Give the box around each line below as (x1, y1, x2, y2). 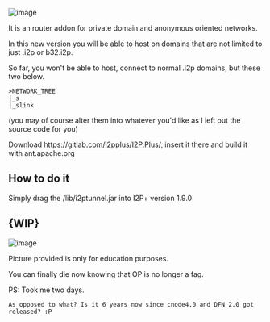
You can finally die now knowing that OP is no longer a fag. (8, 269, 204, 278)
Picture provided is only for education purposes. (8, 253, 169, 263)
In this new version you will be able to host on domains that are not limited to (8, 39, 263, 48)
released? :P (8, 307, 52, 316)
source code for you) (8, 124, 79, 133)
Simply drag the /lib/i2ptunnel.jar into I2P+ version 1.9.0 (8, 193, 193, 203)
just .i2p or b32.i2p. (8, 48, 73, 56)
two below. (8, 72, 45, 81)
